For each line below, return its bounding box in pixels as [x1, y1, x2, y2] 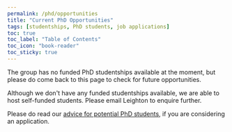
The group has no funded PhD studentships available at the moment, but [7, 67, 216, 76]
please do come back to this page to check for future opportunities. [7, 75, 202, 83]
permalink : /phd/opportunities [7, 10, 98, 17]
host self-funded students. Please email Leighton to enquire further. [7, 96, 202, 104]
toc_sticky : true [7, 49, 58, 56]
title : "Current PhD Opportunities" [7, 17, 114, 24]
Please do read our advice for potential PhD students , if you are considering [7, 109, 225, 118]
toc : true [7, 29, 36, 37]
